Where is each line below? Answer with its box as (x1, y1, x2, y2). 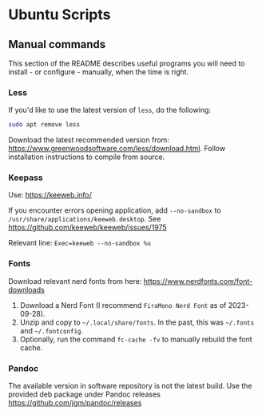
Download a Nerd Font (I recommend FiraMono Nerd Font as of (19, 300, 227, 309)
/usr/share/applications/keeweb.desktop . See (8, 214, 161, 224)
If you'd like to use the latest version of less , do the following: (8, 106, 212, 115)
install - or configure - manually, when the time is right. (8, 67, 189, 77)
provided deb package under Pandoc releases (8, 389, 161, 399)
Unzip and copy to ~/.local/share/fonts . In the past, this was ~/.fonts (19, 317, 255, 327)
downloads (8, 285, 46, 294)
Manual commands (8, 38, 106, 51)
